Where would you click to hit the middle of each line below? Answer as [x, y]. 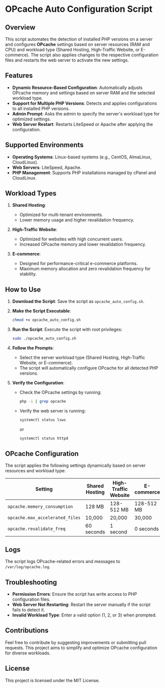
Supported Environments [44, 145]
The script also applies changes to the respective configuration [95, 55]
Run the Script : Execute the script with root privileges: [67, 330]
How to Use [23, 289]
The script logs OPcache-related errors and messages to [63, 562]
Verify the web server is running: [53, 411]
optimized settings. [31, 119]
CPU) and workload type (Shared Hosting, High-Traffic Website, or [72, 50]
